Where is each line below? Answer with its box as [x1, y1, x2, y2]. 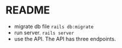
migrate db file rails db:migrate [14, 23, 94, 30]
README [5, 4, 50, 17]
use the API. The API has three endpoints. [14, 35, 116, 42]
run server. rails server [14, 29, 75, 36]
